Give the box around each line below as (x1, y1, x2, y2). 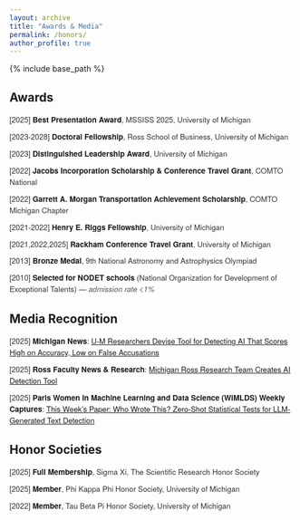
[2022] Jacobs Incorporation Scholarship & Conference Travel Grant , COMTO (9, 164, 284, 177)
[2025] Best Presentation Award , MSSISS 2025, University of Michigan (9, 114, 251, 126)
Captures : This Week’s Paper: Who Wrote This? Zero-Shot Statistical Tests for (9, 402, 272, 415)
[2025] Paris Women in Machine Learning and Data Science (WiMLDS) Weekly (9, 391, 285, 403)
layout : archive (9, 13, 71, 23)
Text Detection (46, 414, 95, 426)
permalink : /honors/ (9, 30, 88, 39)
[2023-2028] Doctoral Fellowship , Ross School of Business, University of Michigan (9, 130, 289, 142)
